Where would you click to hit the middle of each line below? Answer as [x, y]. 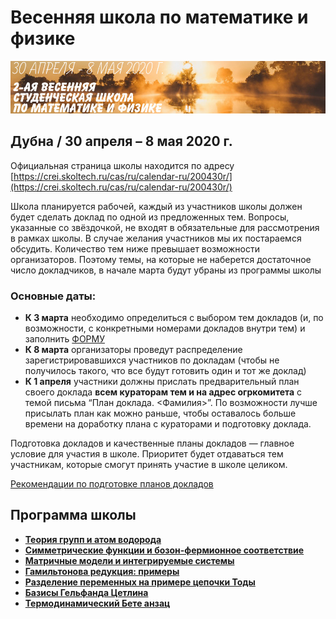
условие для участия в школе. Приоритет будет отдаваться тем [147, 454]
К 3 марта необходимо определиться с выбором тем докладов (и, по [174, 318]
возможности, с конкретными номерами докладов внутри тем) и [165, 328]
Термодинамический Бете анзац [97, 603]
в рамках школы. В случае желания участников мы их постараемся [156, 238]
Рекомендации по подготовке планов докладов [112, 484]
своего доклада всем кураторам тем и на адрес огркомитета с [163, 392]
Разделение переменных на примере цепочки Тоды [140, 582]
